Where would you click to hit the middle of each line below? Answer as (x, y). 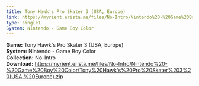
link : (13, 17)
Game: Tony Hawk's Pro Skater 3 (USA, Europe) (65, 45)
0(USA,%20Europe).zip (35, 77)
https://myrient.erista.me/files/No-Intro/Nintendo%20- (101, 64)
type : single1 (24, 23)
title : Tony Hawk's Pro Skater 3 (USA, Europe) (66, 12)
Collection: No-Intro (31, 58)
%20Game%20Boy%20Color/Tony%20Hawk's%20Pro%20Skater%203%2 (99, 70)
